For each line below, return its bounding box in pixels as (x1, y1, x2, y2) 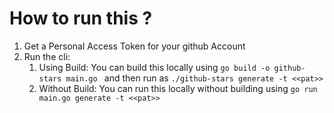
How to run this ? (9, 7, 153, 30)
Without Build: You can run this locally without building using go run (38, 82, 318, 94)
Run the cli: (23, 50, 71, 62)
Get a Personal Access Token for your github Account (23, 40, 246, 52)
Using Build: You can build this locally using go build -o (38, 61, 271, 73)
